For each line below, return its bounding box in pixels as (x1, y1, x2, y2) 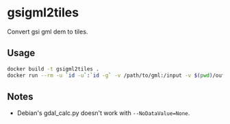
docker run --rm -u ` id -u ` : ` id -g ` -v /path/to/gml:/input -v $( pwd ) (7, 72, 213, 79)
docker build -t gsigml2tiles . (7, 65, 99, 73)
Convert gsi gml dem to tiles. (7, 27, 88, 36)
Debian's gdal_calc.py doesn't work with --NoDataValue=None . (16, 109, 190, 117)
